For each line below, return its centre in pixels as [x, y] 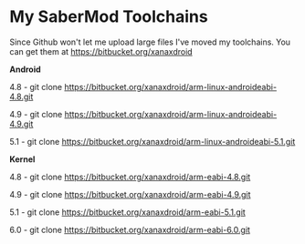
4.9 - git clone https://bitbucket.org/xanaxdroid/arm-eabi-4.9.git [130, 194]
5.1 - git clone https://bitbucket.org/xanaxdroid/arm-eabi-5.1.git [128, 212]
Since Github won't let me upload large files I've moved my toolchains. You [150, 42]
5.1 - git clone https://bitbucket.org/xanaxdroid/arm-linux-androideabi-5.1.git [152, 141]
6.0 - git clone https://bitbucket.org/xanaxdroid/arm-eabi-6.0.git [130, 229]
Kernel [22, 159]
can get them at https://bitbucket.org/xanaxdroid [101, 51]
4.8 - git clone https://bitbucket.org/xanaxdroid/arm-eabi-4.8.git [130, 177]
